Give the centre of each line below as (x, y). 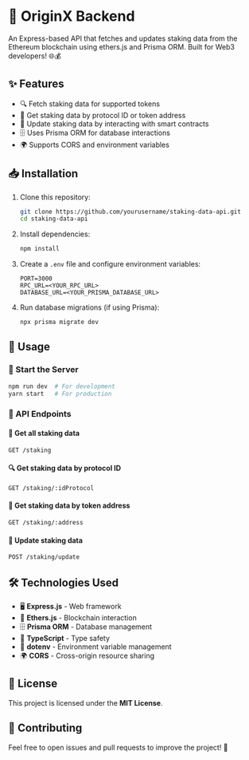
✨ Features (36, 84)
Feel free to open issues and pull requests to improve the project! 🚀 (118, 747)
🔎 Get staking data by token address (69, 505)
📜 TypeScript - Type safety (64, 639)
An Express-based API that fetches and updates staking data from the (123, 38)
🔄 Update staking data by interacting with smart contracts (114, 124)
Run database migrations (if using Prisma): (89, 307)
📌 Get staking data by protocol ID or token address (103, 115)
